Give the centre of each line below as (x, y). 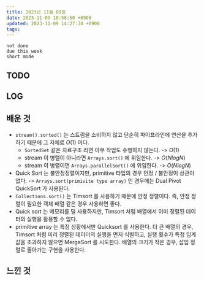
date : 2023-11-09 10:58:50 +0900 (49, 18)
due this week (25, 52)
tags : (13, 29)
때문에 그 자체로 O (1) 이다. (58, 142)
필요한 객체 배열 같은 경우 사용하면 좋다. (74, 204)
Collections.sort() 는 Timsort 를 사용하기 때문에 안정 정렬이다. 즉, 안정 (102, 196)
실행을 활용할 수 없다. (52, 219)
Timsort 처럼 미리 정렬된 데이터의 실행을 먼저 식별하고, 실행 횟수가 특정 (100, 234)
